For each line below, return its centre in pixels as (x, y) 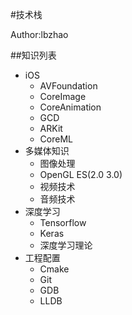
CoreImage (63, 96)
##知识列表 (33, 55)
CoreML (56, 139)
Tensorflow (63, 222)
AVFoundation (68, 86)
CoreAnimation (70, 107)
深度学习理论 (66, 245)
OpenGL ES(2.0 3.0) (81, 174)
